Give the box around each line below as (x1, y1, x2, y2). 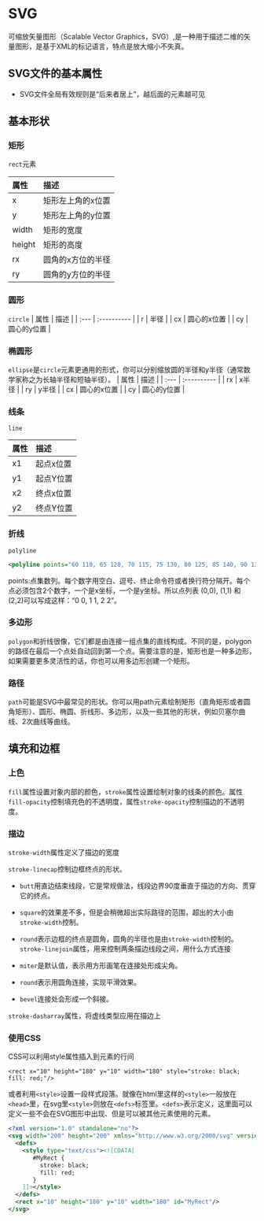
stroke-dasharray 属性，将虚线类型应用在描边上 (8, 1011, 161, 1020)
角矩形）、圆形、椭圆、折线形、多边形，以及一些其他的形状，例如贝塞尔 (8, 707, 239, 716)
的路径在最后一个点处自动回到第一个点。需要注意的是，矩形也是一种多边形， (8, 646, 256, 656)
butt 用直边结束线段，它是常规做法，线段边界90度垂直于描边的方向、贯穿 (19, 881, 256, 890)
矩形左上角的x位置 (42, 195, 111, 206)
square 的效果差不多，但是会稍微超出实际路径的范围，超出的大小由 (19, 908, 234, 917)
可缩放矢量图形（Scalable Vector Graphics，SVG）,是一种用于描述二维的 (8, 31, 244, 41)
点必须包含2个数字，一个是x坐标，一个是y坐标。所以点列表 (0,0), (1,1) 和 (8, 586, 241, 595)
